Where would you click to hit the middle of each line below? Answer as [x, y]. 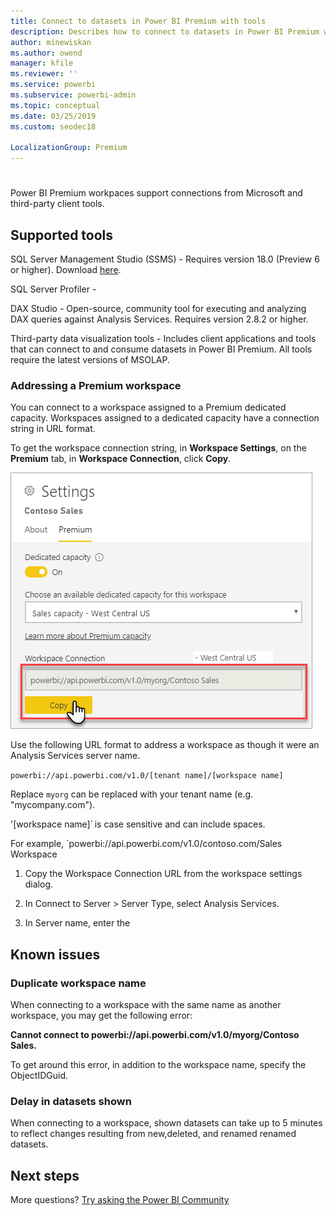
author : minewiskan [51, 42]
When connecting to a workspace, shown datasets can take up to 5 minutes [166, 1123]
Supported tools [62, 235]
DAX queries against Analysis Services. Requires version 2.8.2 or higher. [159, 319]
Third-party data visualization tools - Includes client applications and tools [163, 339]
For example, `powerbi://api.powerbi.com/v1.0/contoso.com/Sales [146, 844]
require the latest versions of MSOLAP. [90, 360]
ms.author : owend [46, 53]
